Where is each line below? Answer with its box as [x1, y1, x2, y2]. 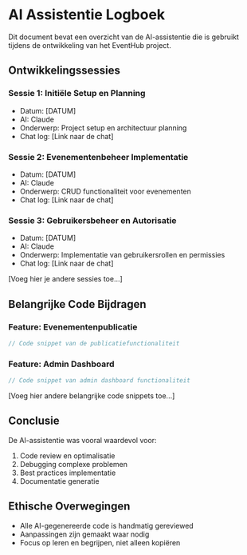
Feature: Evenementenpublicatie [8, 321, 138, 333]
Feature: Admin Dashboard [8, 358, 115, 369]
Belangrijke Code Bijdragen [8, 297, 147, 311]
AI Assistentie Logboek [8, 6, 166, 24]
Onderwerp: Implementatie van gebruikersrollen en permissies [19, 250, 225, 260]
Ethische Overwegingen [8, 500, 131, 513]
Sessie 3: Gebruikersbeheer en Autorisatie [8, 214, 177, 226]
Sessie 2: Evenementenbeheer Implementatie [8, 151, 189, 162]
